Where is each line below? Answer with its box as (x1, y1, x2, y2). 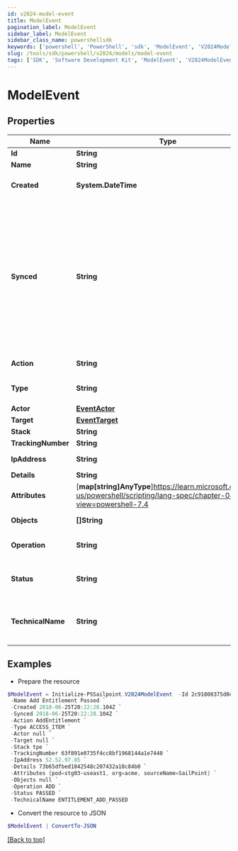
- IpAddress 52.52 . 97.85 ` (10, 757, 87, 764)
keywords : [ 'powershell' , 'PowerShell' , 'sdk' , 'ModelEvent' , (7, 43, 195, 50)
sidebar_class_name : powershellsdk (7, 37, 113, 44)
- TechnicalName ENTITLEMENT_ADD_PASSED (10, 796, 129, 803)
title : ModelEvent (7, 17, 62, 24)
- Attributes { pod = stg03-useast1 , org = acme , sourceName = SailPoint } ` (10, 770, 217, 777)
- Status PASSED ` (10, 789, 62, 796)
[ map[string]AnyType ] (76, 482, 154, 491)
